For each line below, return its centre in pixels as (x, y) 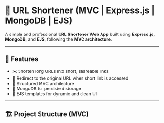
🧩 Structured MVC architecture (43, 83)
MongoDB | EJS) (39, 21)
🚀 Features (22, 59)
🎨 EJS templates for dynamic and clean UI (54, 94)
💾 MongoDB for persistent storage (47, 88)
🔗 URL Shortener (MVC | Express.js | (80, 10)
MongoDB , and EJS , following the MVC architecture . (59, 39)
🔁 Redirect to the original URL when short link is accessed (70, 78)
